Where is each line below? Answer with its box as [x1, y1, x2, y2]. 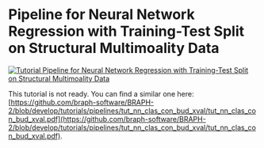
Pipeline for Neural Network [8, 6, 196, 24]
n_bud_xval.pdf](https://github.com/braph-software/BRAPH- [8, 114, 206, 123]
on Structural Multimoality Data [8, 40, 220, 57]
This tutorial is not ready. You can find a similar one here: [8, 89, 194, 98]
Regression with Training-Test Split [8, 22, 244, 40]
